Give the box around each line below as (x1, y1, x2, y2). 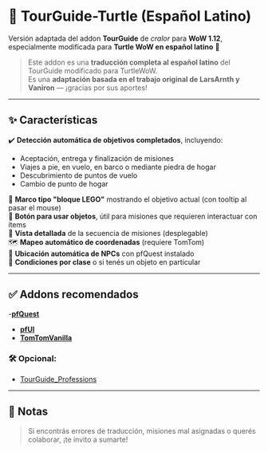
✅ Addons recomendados (8, 288, 139, 301)
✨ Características (8, 113, 98, 127)
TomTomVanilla (19, 332, 73, 342)
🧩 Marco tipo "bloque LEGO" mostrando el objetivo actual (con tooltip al (8, 195, 247, 204)
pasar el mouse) (8, 202, 61, 212)
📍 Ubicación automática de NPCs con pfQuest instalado (8, 249, 195, 258)
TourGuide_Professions (19, 374, 97, 383)
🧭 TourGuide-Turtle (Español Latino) (8, 7, 252, 26)
